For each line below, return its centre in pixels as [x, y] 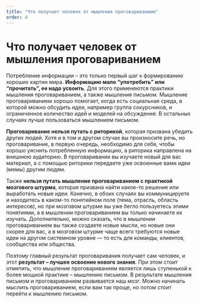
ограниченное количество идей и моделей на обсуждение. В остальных [99, 114]
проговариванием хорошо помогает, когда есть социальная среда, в [94, 101]
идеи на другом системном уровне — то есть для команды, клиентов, [96, 238]
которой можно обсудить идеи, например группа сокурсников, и [89, 107]
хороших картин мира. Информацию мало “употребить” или [86, 82]
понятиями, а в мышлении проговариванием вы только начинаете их [94, 213]
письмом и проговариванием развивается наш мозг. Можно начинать [96, 281]
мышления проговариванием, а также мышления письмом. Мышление [97, 95]
